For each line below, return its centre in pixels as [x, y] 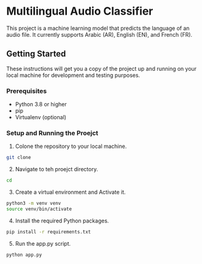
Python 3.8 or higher [41, 105]
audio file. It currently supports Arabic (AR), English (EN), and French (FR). [99, 34]
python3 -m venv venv [34, 204]
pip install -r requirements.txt [49, 232]
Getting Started [36, 54]
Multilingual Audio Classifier [80, 11]
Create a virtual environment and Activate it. [70, 192]
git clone [19, 158]
